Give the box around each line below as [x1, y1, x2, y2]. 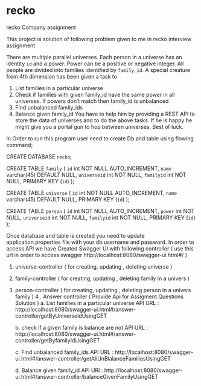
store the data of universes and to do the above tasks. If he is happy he [14, 116, 193, 124]
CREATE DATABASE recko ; [6, 152, 72, 160]
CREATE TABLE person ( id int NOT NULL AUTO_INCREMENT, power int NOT [6, 207, 195, 215]
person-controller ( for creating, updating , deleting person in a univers [14, 286, 191, 293]
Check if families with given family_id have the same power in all [14, 91, 175, 98]
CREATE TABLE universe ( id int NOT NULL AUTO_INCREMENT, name [6, 189, 177, 197]
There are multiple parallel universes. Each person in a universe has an [6, 53, 182, 61]
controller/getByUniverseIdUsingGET [14, 312, 107, 319]
